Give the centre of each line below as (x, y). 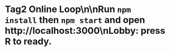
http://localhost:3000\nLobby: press (85, 31)
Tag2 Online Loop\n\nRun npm (68, 9)
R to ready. (28, 42)
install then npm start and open (75, 20)
